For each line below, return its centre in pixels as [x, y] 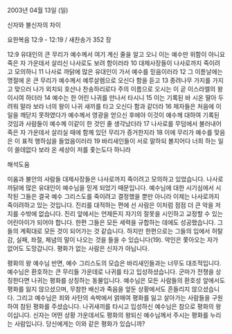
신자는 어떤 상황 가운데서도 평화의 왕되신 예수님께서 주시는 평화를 [121, 315]
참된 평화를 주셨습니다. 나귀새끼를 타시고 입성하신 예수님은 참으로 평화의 [117, 306]
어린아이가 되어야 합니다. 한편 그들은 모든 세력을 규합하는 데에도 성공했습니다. [111, 222]
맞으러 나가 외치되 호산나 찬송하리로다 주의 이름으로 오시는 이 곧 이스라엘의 [115, 89]
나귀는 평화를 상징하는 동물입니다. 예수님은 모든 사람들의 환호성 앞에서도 [128, 280]
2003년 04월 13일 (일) [38, 10]
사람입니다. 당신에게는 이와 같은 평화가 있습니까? [80, 324]
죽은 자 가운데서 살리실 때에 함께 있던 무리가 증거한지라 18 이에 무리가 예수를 [110, 132]
